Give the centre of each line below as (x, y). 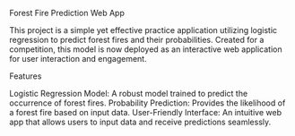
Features (26, 76)
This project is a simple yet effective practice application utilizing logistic (143, 30)
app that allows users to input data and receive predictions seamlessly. (140, 122)
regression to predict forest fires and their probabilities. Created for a (137, 40)
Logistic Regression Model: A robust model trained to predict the (129, 93)
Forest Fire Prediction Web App (67, 13)
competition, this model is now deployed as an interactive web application (146, 49)
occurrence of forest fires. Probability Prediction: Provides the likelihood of (147, 103)
